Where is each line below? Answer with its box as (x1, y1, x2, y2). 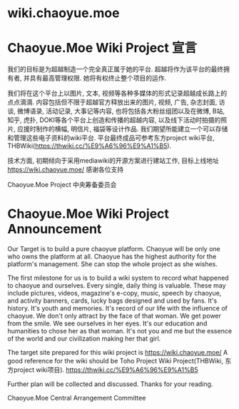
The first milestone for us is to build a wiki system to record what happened (7, 273, 230, 283)
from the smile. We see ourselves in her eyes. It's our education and (7, 319, 208, 328)
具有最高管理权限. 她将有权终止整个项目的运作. (29, 74, 166, 83)
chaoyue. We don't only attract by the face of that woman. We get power (7, 312, 221, 320)
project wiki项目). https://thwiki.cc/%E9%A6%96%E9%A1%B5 (13, 365, 198, 374)
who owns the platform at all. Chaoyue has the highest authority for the (7, 252, 217, 261)
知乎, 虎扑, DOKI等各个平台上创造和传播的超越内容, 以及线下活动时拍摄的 (7, 116, 221, 124)
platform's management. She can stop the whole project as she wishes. (7, 260, 218, 268)
